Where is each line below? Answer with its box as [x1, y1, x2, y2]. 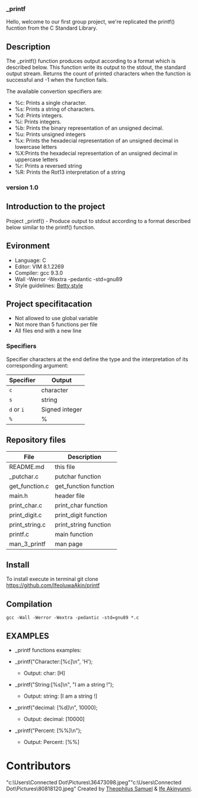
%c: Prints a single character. [14, 100, 87, 107]
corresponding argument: [6, 362, 69, 369]
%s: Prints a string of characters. [14, 106, 96, 113]
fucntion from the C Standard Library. [6, 24, 98, 31]
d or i [9, 405, 25, 413]
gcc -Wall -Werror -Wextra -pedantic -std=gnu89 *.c [6, 615, 139, 621]
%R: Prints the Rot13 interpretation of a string [14, 168, 126, 176]
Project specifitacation [6, 299, 92, 309]
